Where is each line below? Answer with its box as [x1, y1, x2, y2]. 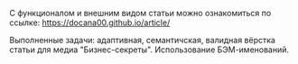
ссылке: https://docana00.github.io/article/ [9, 17, 171, 28]
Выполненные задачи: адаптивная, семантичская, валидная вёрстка [9, 35, 275, 45]
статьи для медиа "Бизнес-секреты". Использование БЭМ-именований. [9, 44, 290, 55]
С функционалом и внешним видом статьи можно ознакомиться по [9, 8, 272, 18]
